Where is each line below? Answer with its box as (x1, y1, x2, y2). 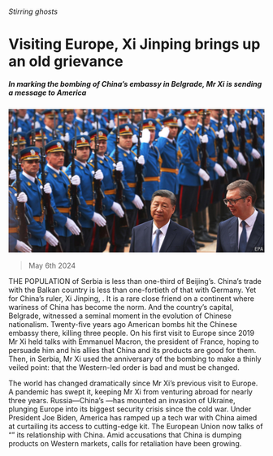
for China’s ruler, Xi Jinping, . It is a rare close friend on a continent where (8, 294, 254, 303)
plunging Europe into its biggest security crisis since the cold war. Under (8, 404, 252, 414)
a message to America (8, 88, 87, 97)
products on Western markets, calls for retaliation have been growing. (8, 439, 242, 449)
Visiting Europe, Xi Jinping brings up (8, 35, 261, 53)
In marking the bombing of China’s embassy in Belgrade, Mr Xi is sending (8, 80, 262, 89)
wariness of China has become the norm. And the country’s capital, (8, 303, 234, 312)
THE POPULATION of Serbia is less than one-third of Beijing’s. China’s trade (8, 277, 262, 286)
